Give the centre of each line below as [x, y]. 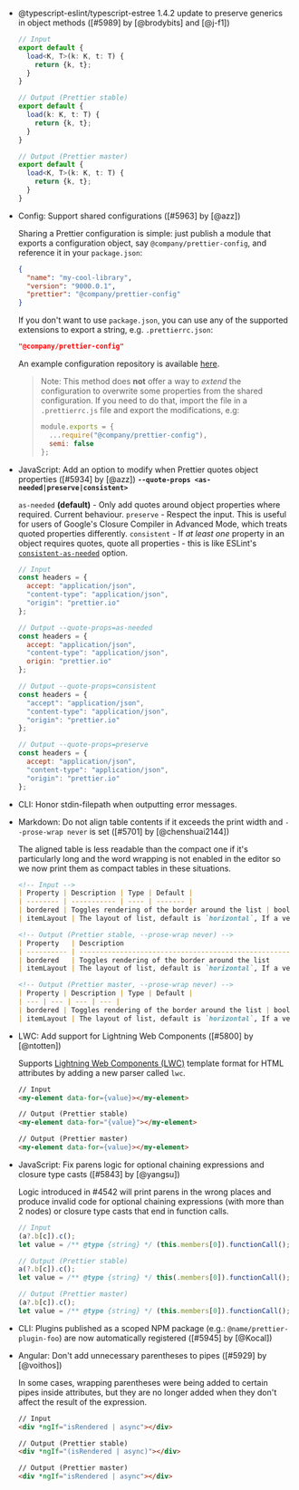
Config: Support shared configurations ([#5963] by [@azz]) [129, 216]
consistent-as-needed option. [73, 553]
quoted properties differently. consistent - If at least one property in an [151, 533]
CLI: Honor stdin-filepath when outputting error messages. [127, 804]
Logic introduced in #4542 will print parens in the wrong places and [145, 1192]
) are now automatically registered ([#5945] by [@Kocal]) [165, 1338]
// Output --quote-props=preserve [83, 745]
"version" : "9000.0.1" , [71, 286]
